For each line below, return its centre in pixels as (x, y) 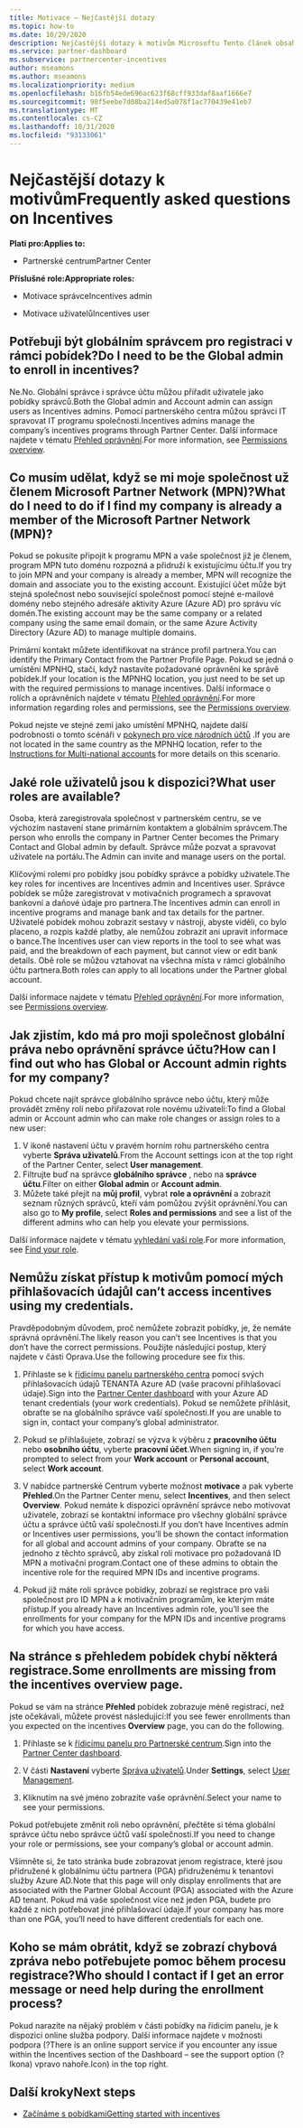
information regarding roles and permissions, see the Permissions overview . (150, 708)
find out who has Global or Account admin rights (148, 1064)
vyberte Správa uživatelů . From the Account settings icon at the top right (158, 1155)
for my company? (60, 1077)
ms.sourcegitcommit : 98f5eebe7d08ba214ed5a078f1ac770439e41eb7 (131, 102)
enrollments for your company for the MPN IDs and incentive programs (154, 1619)
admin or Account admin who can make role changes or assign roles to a (145, 1119)
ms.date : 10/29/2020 (48, 34)
